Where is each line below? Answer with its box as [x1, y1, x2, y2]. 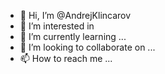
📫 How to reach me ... [19, 53, 113, 64]
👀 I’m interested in [19, 20, 95, 32]
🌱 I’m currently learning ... [19, 31, 127, 42]
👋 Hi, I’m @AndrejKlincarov [19, 10, 132, 21]
